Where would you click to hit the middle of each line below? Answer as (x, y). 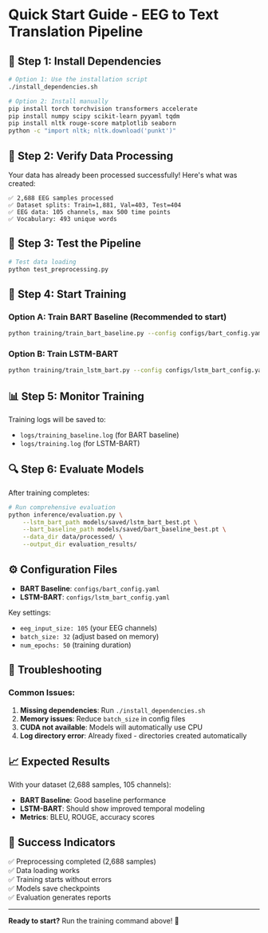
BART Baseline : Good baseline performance (93, 801)
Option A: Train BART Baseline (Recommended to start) (118, 317)
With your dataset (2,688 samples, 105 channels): (90, 785)
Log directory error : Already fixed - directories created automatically (133, 735)
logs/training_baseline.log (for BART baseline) (99, 435)
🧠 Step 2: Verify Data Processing (91, 156)
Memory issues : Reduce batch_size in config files (102, 718)
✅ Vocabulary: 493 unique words (63, 219)
